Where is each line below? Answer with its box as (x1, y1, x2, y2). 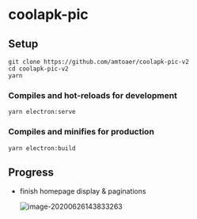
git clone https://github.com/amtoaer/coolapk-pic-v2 (8, 58, 190, 66)
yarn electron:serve (8, 108, 77, 116)
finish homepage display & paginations (19, 187, 146, 196)
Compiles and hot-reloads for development (8, 89, 178, 100)
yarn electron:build (8, 144, 77, 152)
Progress (8, 165, 54, 179)
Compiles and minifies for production (8, 126, 154, 138)
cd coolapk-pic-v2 (8, 65, 69, 73)
